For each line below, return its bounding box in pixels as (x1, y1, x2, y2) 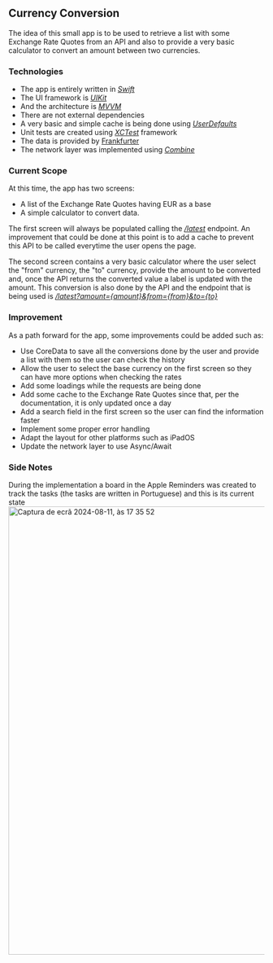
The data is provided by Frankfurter (19, 136, 140, 146)
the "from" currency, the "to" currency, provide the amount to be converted (8, 265, 262, 275)
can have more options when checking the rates (19, 372, 182, 382)
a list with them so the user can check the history (19, 354, 185, 365)
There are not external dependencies (19, 110, 145, 120)
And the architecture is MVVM (19, 102, 122, 112)
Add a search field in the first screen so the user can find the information (19, 406, 264, 416)
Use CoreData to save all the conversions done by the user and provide (19, 346, 260, 356)
